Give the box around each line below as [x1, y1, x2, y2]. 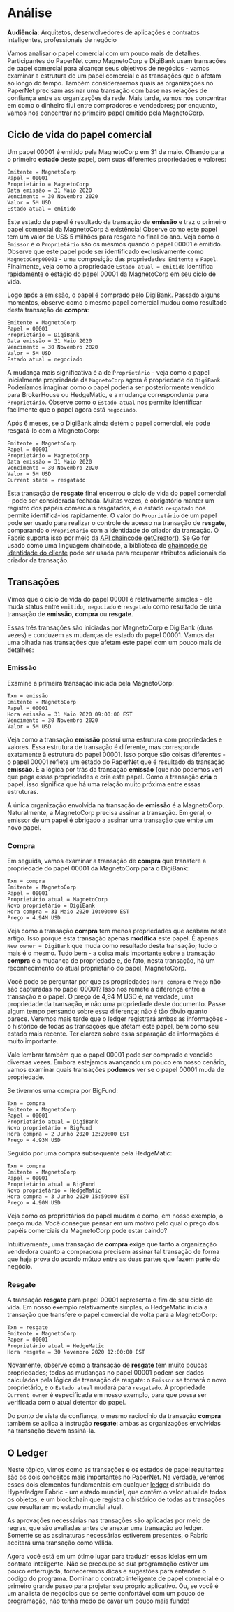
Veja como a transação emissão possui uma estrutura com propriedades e [7, 735, 222, 744]
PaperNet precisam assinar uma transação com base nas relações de [7, 86, 207, 95]
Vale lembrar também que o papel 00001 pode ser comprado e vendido [7, 1050, 213, 1059]
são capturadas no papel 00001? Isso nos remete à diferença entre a [7, 985, 205, 994]
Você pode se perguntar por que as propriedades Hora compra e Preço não [7, 978, 221, 986]
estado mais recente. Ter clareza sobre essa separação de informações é [7, 1029, 219, 1038]
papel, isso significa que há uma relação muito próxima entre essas [7, 779, 201, 788]
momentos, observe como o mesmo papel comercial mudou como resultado [7, 298, 227, 306]
